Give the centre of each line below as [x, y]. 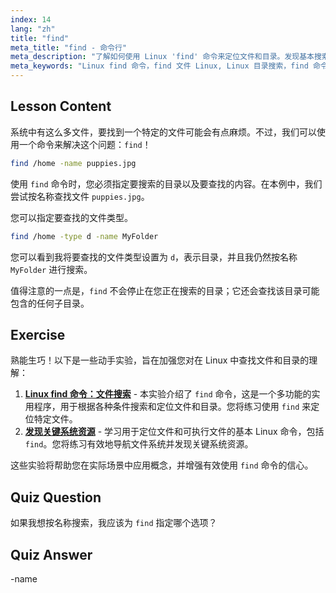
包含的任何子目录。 [50, 303]
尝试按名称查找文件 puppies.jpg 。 [80, 196]
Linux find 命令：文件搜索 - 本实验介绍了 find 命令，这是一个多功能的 [168, 394]
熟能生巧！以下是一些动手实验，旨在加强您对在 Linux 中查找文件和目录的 [160, 360]
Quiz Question [56, 497]
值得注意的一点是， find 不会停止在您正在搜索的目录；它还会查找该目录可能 [165, 290]
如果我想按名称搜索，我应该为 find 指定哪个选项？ [114, 523]
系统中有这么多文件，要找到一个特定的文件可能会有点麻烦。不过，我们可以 [163, 132]
